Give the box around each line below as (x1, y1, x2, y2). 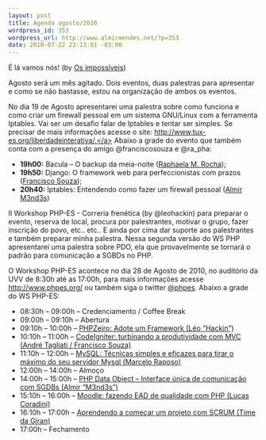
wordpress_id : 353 (8, 26, 69, 34)
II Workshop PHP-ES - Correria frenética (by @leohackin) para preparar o (8, 209, 249, 218)
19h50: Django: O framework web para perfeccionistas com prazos (19, 168, 241, 178)
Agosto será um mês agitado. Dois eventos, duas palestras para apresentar (8, 78, 255, 88)
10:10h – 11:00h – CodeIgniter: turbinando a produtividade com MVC (19, 332, 241, 342)
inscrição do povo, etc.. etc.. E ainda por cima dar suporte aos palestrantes (8, 225, 254, 235)
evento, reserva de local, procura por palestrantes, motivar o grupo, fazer (8, 217, 249, 227)
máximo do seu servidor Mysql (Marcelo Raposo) (19, 358, 181, 367)
